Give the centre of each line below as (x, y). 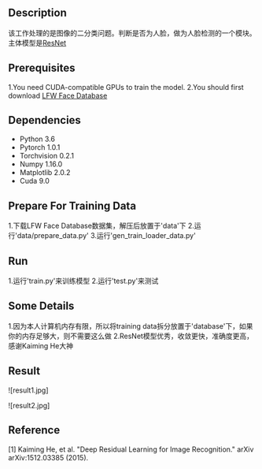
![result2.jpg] (29, 405)
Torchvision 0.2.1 (47, 156)
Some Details (41, 306)
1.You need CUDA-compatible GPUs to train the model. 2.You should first (126, 87)
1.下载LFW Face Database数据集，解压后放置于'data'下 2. (101, 226)
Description (37, 13)
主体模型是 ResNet (37, 43)
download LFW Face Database (58, 95)
